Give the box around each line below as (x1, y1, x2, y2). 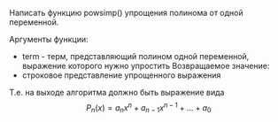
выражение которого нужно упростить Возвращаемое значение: (21, 61, 270, 71)
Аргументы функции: (9, 34, 89, 44)
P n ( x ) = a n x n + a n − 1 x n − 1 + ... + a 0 (86, 101, 212, 115)
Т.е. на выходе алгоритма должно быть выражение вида (9, 88, 225, 97)
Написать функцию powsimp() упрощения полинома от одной (9, 8, 243, 18)
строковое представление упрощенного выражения (21, 70, 221, 80)
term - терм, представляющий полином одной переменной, (21, 51, 250, 61)
